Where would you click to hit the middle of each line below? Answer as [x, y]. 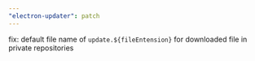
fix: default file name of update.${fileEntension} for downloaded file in [128, 39]
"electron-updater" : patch [54, 16]
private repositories [41, 48]
